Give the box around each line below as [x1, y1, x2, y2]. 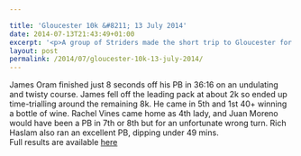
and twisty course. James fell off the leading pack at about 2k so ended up [9, 89, 288, 100]
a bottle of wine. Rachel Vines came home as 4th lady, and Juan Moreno [9, 108, 278, 119]
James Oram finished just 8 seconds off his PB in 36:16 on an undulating [9, 79, 279, 90]
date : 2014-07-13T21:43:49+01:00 [9, 29, 135, 39]
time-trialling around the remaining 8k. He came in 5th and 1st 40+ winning [9, 98, 287, 109]
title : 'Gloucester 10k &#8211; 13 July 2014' [9, 21, 187, 30]
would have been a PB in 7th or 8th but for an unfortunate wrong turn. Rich [9, 118, 287, 129]
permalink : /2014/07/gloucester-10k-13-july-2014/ [9, 55, 204, 64]
